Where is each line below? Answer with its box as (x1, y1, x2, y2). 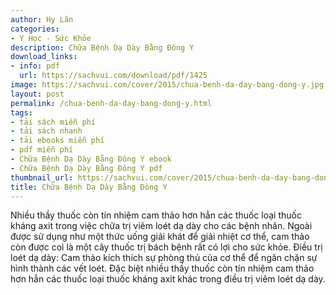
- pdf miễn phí (10, 145, 74, 155)
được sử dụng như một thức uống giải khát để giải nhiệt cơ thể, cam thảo (10, 231, 310, 243)
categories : (10, 24, 60, 34)
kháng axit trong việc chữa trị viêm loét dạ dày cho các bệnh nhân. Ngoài (10, 220, 313, 232)
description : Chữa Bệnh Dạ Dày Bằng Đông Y (10, 42, 195, 53)
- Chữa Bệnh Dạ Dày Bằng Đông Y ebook (10, 154, 172, 164)
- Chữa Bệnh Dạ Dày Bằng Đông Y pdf (10, 163, 163, 173)
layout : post (10, 89, 65, 99)
